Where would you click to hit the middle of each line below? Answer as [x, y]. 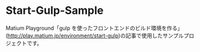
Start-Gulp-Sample [55, 11]
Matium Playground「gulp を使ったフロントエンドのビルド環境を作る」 [94, 28]
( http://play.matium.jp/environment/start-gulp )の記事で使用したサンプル [95, 35]
